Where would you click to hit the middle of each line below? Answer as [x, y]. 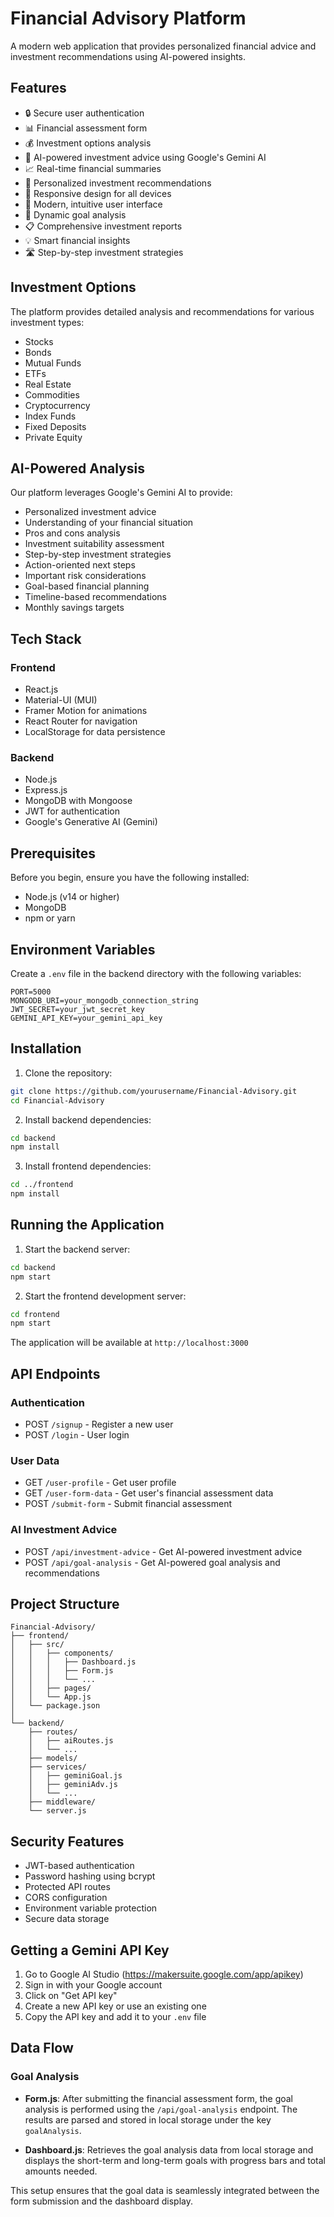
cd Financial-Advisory [57, 1100]
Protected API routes [67, 1887]
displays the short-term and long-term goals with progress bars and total [175, 2160]
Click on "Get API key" [71, 1996]
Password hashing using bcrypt [90, 1876]
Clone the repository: [68, 1073]
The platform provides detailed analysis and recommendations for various [162, 311]
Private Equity [53, 437]
